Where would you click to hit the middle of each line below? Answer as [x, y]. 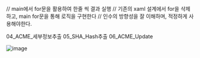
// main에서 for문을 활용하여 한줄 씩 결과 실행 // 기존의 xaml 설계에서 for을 [93, 9]
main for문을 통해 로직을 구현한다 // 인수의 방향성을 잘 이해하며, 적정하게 [103, 16]
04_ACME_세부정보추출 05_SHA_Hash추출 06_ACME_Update [80, 36]
